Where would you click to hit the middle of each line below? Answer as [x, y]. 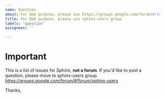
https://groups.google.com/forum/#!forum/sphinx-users [62, 81]
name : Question [21, 10]
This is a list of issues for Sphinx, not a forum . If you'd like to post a [73, 70]
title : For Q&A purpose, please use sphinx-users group [63, 19]
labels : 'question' [25, 23]
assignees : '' [20, 28]
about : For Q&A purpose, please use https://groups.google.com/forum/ [79, 14]
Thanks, [13, 90]
